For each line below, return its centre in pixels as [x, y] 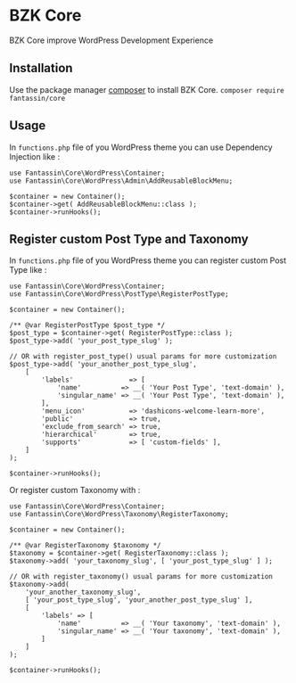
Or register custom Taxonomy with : [75, 490]
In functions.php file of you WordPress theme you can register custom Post [148, 260]
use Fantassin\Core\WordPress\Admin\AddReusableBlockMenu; [121, 181]
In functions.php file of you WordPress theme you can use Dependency [141, 147]
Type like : [28, 270]
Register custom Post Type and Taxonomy [129, 239]
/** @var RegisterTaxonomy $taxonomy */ [86, 546]
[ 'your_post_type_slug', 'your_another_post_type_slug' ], [139, 600]
